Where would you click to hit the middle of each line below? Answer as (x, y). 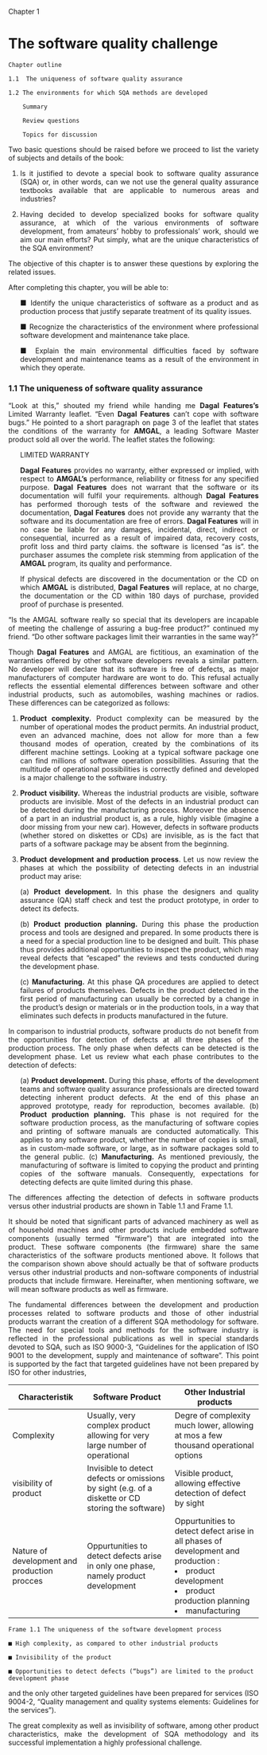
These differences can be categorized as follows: (89, 703)
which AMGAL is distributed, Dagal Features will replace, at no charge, (139, 587)
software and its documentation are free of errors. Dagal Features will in (139, 521)
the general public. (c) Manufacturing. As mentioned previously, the (139, 1157)
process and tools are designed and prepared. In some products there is (139, 932)
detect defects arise (124, 1556)
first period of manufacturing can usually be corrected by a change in (139, 999)
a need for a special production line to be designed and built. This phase (139, 941)
